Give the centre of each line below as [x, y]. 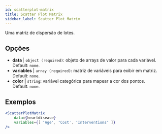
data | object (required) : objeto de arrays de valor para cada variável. [84, 60]
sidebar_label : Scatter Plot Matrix [43, 19]
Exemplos [20, 102]
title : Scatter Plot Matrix [34, 14]
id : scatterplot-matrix [30, 10]
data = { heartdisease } [35, 118]
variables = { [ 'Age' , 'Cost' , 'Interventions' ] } [65, 122]
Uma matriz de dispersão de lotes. [40, 33]
